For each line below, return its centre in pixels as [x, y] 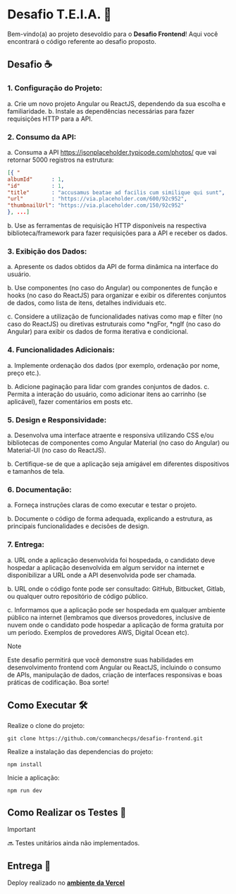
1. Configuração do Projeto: [55, 88]
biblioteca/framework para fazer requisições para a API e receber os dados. [117, 233]
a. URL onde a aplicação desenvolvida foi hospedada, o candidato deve [111, 560]
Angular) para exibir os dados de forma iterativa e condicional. [98, 332]
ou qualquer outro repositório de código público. [78, 596]
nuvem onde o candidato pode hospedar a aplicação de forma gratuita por [116, 625]
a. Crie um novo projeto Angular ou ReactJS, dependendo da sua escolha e [117, 103]
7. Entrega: [26, 544]
